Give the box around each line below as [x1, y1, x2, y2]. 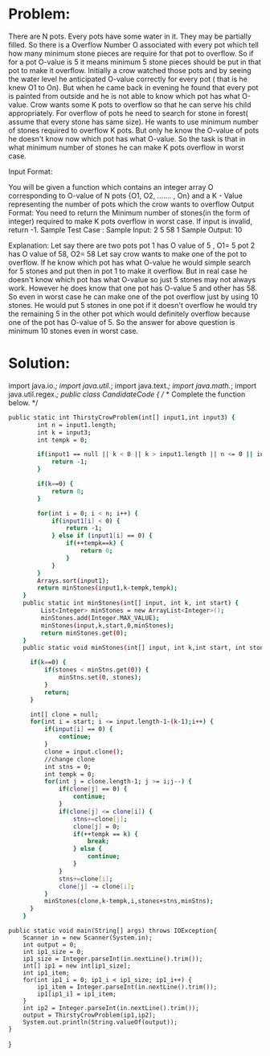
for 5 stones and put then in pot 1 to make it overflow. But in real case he [8, 266, 247, 276]
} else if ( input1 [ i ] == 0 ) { [51, 532, 153, 540]
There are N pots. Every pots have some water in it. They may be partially [8, 31, 252, 41]
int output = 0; [22, 941, 78, 949]
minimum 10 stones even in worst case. [8, 326, 139, 335]
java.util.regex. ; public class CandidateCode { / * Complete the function [8, 389, 246, 399]
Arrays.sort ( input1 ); [37, 577, 110, 585]
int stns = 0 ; [43, 762, 92, 770]
